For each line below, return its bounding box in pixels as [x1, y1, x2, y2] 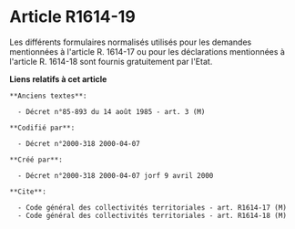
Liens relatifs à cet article [9, 73, 107, 84]
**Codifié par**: [9, 123, 76, 132]
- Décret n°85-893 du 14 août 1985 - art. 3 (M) [17, 107, 206, 116]
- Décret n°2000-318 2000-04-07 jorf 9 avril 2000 [17, 171, 214, 180]
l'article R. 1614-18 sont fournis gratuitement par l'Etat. [9, 56, 213, 67]
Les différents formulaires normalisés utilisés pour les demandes [9, 36, 252, 47]
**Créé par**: [9, 155, 64, 164]
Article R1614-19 [9, 6, 137, 27]
